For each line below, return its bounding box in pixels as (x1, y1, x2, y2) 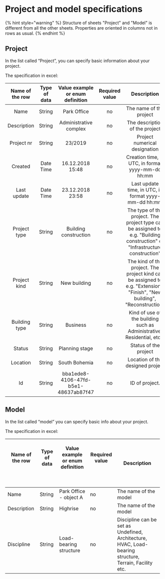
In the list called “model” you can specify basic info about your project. (5, 419, 149, 425)
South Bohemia (58, 359, 94, 366)
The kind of (127, 258, 154, 265)
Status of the (130, 342, 160, 348)
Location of (127, 356, 154, 363)
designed (125, 362, 147, 369)
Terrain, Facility (117, 559, 153, 566)
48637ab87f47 (57, 388, 94, 395)
